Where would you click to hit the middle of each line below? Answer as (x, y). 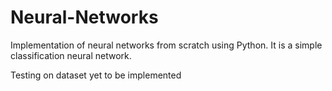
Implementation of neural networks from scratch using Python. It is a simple (166, 45)
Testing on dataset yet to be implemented (96, 75)
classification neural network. (71, 55)
